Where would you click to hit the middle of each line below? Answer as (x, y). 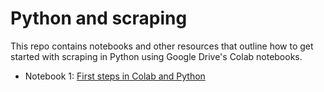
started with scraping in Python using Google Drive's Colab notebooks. (156, 56)
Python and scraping (99, 18)
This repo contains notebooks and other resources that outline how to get (162, 46)
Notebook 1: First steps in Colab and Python (115, 76)
